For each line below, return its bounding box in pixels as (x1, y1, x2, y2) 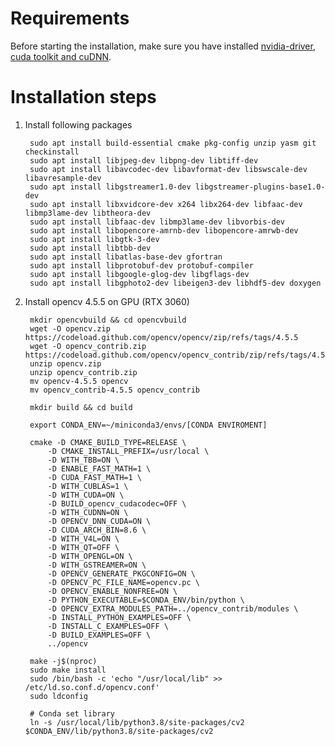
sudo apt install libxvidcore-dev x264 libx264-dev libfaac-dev (29, 199, 303, 209)
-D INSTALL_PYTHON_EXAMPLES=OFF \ (47, 612, 192, 622)
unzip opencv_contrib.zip (29, 367, 138, 377)
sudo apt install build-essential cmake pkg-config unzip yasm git (29, 138, 317, 148)
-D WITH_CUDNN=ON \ (47, 507, 129, 517)
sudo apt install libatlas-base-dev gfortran (29, 252, 223, 262)
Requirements (10, 7, 130, 30)
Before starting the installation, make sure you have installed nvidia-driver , (10, 40, 316, 52)
